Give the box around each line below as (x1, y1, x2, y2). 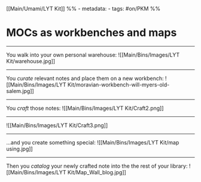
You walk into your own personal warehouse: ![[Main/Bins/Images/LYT (6, 51, 180, 58)
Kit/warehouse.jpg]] (6, 57, 56, 64)
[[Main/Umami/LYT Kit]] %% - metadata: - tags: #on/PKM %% (6, 5, 161, 12)
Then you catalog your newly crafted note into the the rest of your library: (6, 162, 188, 169)
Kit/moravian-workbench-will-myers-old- (67, 81, 170, 88)
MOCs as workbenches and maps (6, 26, 177, 39)
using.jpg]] (6, 145, 33, 152)
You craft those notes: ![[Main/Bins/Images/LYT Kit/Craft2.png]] (6, 104, 164, 112)
